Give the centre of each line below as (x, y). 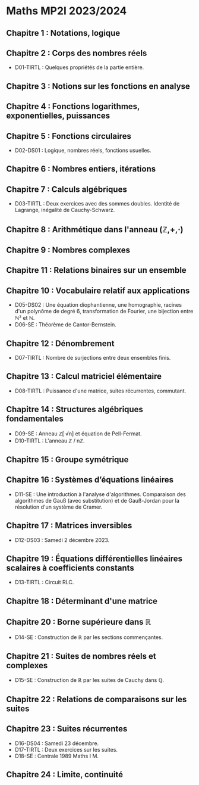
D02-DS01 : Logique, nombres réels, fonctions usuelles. (83, 150)
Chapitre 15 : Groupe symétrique (67, 460)
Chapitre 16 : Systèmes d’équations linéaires (90, 480)
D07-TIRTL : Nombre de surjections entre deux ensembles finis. (93, 357)
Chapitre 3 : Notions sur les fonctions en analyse (98, 86)
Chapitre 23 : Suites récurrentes (67, 729)
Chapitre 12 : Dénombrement (60, 343)
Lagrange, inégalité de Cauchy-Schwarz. (65, 210)
